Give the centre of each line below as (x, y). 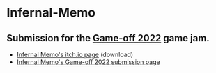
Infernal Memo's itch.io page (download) (75, 54)
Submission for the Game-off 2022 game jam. (108, 38)
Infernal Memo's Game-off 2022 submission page (88, 62)
